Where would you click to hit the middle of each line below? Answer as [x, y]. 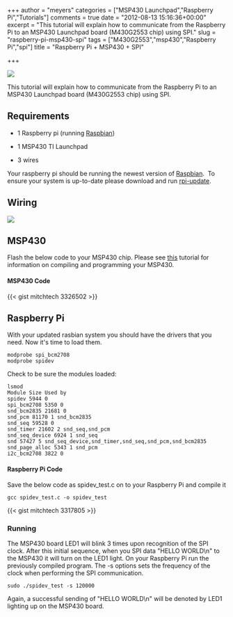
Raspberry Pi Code [35, 470]
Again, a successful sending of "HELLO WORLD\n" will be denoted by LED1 [115, 598]
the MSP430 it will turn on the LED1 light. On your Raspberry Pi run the [108, 558]
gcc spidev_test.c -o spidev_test [57, 497]
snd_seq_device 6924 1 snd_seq [53, 435]
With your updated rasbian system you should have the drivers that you [110, 335]
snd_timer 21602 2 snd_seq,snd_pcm [59, 430]
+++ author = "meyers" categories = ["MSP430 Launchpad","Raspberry [110, 10]
